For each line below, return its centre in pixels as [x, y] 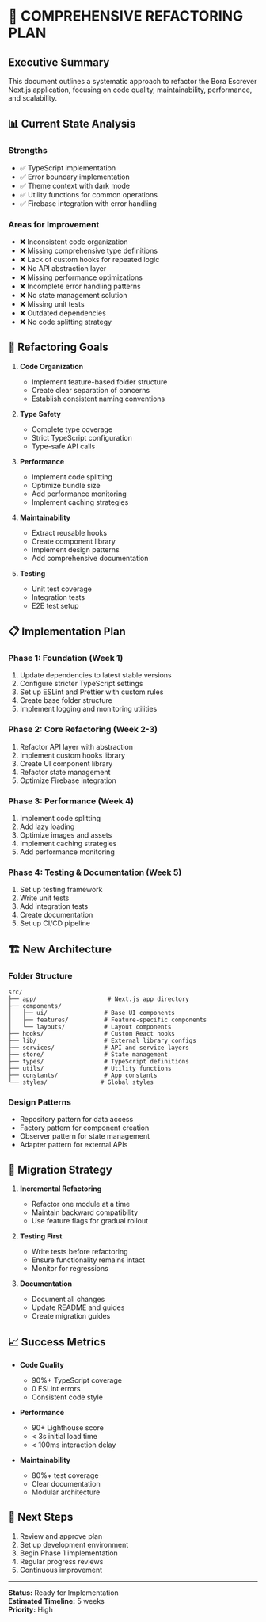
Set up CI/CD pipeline [55, 923]
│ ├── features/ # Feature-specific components [108, 1020]
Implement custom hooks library [72, 755]
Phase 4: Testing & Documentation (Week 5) [95, 872]
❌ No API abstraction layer [63, 268]
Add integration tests [54, 906]
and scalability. [33, 98]
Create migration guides [71, 1316]
